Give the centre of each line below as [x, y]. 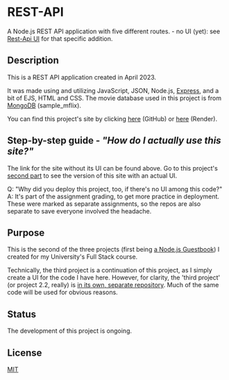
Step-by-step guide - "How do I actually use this [114, 140]
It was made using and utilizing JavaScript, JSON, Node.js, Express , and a [113, 90]
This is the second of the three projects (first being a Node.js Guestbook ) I [113, 250]
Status [22, 314]
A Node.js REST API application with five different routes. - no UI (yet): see [114, 31]
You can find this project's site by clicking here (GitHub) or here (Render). [112, 119]
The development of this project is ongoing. [70, 331]
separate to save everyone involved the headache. [79, 211]
